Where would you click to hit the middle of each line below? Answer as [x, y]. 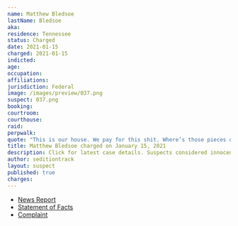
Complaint [33, 215]
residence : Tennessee [39, 34]
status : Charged [31, 41]
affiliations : [28, 80]
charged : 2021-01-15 [38, 54]
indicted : [22, 60]
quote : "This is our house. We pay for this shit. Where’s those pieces [117, 139]
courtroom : [23, 113]
